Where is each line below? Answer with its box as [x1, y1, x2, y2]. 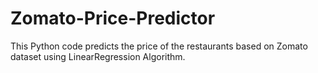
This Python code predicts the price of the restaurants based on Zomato [10, 40, 308, 52]
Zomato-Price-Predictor [10, 7, 216, 30]
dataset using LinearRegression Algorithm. [10, 50, 186, 62]
